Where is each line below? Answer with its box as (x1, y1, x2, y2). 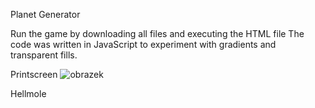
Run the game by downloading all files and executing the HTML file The (10, 28, 305, 39)
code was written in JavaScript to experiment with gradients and (10, 39, 277, 50)
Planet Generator (10, 9, 81, 20)
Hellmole (10, 88, 47, 99)
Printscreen (10, 69, 58, 80)
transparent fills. (10, 49, 78, 61)
